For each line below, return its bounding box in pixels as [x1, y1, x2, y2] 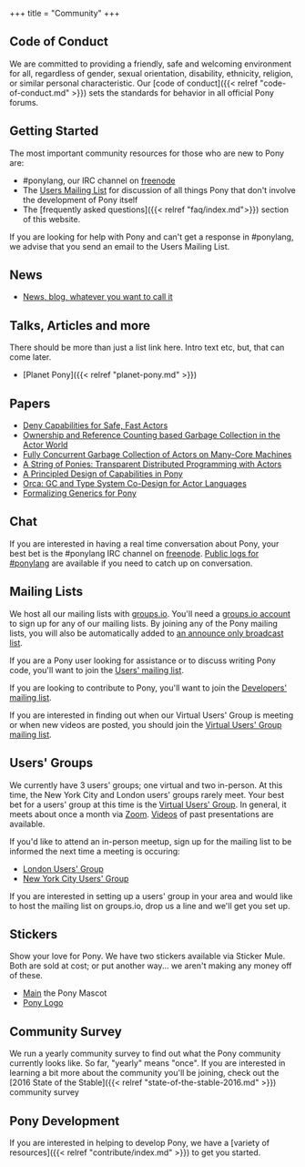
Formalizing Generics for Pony [22, 487, 137, 499]
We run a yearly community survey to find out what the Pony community [9, 1048, 281, 1060]
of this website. [22, 213, 81, 224]
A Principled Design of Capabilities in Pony [22, 468, 184, 479]
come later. [9, 352, 52, 363]
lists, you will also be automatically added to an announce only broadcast [9, 628, 284, 639]
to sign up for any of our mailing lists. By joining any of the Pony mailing [9, 618, 278, 629]
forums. [9, 97, 39, 107]
